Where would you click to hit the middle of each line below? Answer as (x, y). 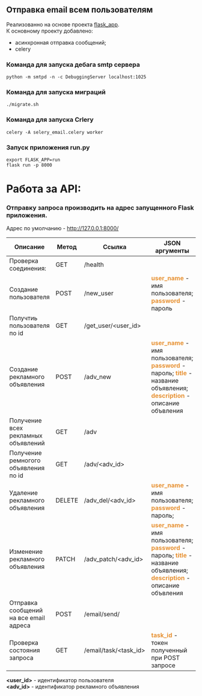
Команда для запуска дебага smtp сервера (73, 64)
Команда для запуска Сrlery (50, 120)
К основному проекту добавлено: (50, 31)
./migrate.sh (23, 105)
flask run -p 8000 (29, 165)
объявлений (27, 444)
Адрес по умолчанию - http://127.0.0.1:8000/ (63, 228)
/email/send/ (102, 614)
